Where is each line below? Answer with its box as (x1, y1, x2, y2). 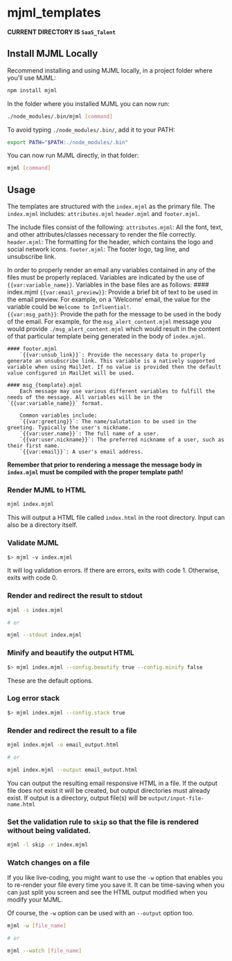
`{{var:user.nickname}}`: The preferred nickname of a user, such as (19, 436, 225, 444)
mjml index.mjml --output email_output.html (7, 766, 138, 773)
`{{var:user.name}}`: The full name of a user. (19, 431, 159, 438)
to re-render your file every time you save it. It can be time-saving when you (7, 881, 225, 889)
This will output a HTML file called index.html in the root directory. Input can (7, 514, 225, 522)
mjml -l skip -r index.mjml (7, 841, 89, 848)
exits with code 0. (7, 573, 57, 582)
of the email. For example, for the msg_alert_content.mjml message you (7, 317, 212, 326)
